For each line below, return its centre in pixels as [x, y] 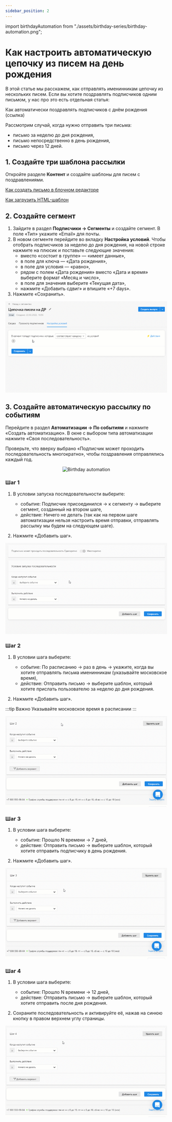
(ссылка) [15, 115]
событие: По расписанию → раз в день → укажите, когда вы [87, 667]
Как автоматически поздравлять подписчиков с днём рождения [76, 109]
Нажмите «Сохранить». [39, 294]
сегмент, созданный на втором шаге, [61, 509]
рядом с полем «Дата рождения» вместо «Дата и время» [84, 272]
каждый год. [19, 459]
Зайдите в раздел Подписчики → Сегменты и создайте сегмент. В [87, 229]
